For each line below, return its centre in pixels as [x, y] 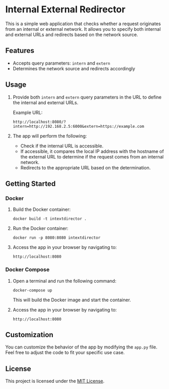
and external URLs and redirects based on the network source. [72, 34]
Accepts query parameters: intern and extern [61, 63]
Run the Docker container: [40, 228]
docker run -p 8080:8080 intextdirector [57, 238]
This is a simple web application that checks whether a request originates [83, 24]
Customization [30, 335]
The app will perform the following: [50, 136]
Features [20, 51]
